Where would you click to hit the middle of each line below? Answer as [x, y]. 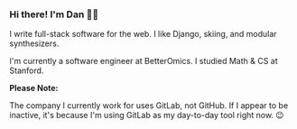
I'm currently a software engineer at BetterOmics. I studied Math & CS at [144, 61]
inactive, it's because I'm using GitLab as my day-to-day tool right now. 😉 [147, 115]
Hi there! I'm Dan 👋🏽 [54, 14]
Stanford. [27, 70]
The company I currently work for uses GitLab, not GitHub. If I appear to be [149, 106]
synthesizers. [34, 43]
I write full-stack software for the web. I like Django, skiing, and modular [143, 34]
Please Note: [34, 88]
